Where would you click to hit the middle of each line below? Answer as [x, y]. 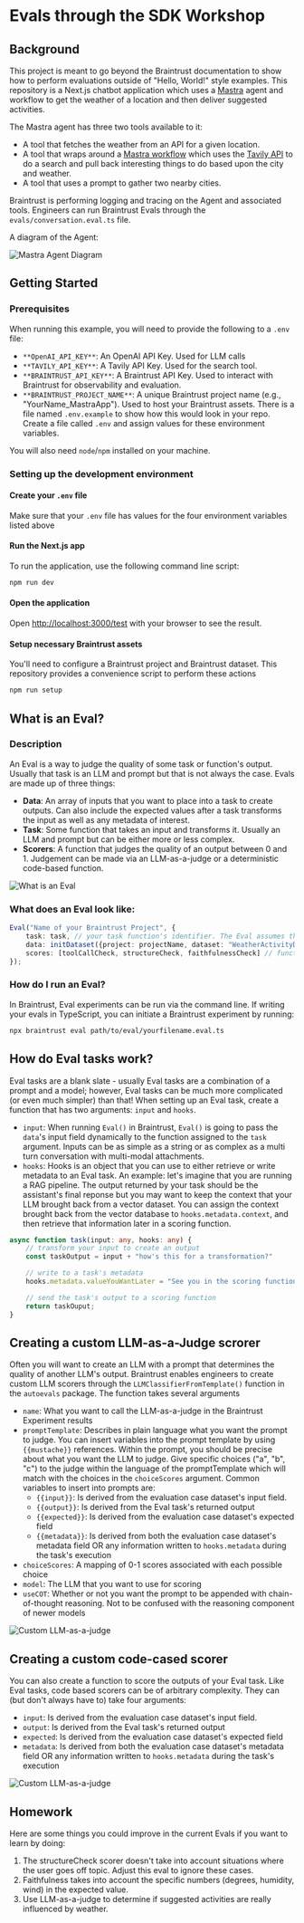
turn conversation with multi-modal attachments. [114, 1156]
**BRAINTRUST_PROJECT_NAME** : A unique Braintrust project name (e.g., [152, 394]
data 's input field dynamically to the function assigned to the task [144, 1136]
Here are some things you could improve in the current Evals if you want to [148, 1833]
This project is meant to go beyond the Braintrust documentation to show [146, 71]
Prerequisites [39, 309]
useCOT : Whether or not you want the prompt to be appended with [144, 1593]
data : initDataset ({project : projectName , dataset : [125, 944]
